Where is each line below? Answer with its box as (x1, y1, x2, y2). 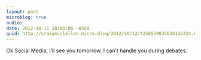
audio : (6, 20, 23, 26)
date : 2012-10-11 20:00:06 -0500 (6, 25, 90, 31)
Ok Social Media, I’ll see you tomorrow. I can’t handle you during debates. (6, 47, 187, 54)
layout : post (6, 8, 39, 15)
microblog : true (6, 14, 47, 20)
